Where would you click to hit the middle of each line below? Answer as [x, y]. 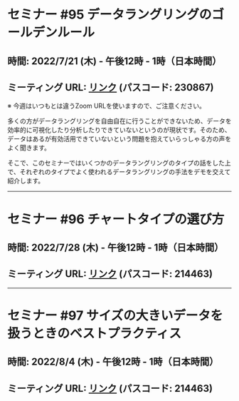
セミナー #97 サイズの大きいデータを [115, 315]
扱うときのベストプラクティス [94, 333]
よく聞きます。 [29, 148]
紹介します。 [26, 181]
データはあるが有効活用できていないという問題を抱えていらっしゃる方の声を [119, 139]
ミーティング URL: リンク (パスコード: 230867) [111, 87]
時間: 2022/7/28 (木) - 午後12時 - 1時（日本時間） [116, 247]
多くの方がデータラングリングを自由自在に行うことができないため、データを [119, 121]
